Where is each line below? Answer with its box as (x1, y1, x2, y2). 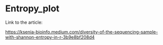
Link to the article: (5, 19, 43, 25)
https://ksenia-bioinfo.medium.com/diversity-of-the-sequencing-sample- (5, 29, 158, 35)
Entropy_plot (5, 3, 60, 14)
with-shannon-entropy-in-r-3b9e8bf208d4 (5, 34, 95, 40)
